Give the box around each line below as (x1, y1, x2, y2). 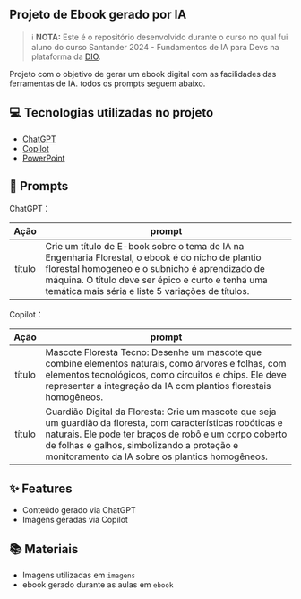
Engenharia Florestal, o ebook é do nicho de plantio (45, 251, 262, 264)
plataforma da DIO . (30, 51, 101, 62)
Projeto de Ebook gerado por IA (9, 7, 187, 22)
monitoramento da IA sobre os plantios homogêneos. (45, 450, 269, 463)
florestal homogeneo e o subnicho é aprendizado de (45, 263, 266, 275)
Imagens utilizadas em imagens (21, 569, 136, 581)
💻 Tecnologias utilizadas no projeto (9, 105, 214, 120)
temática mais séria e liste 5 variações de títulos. (45, 285, 250, 298)
